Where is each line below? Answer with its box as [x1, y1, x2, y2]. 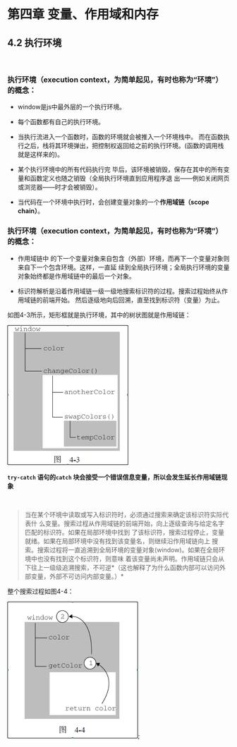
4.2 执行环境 [7, 37, 62, 49]
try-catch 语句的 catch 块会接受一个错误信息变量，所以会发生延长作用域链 [7, 473, 221, 481]
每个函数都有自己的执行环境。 [17, 118, 104, 126]
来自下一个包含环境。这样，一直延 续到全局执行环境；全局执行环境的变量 [17, 262, 230, 272]
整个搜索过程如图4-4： [7, 587, 74, 595]
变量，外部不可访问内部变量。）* [30, 572, 124, 581]
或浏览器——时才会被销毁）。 [17, 183, 102, 191]
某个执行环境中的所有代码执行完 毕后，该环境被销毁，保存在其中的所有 [17, 165, 224, 174]
